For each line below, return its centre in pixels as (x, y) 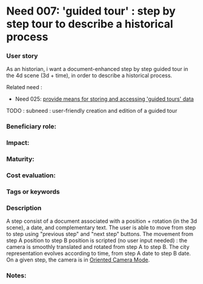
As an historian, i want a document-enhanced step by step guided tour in (97, 69)
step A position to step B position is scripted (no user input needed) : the (97, 240)
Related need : (24, 87)
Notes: (16, 276)
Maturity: (20, 159)
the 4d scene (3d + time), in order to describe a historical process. (89, 76)
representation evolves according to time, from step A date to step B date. (98, 254)
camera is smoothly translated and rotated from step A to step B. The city (98, 247)
